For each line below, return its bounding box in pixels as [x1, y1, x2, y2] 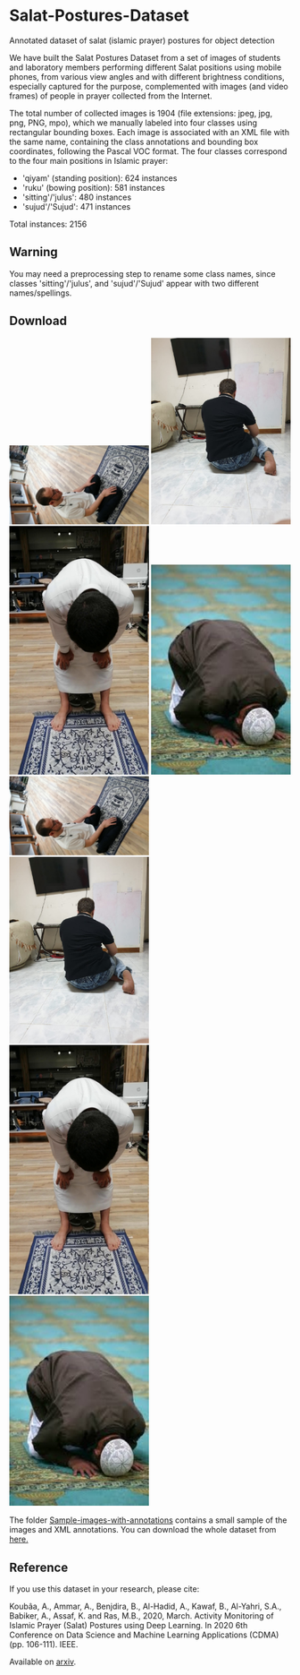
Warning [9, 245, 58, 260]
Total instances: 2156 [9, 219, 87, 229]
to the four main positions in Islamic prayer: [9, 155, 168, 166]
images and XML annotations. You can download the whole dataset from [9, 1525, 277, 1535]
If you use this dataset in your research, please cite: [9, 1584, 200, 1594]
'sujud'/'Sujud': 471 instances [21, 201, 131, 211]
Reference [9, 1559, 69, 1575]
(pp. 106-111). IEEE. [9, 1639, 79, 1650]
